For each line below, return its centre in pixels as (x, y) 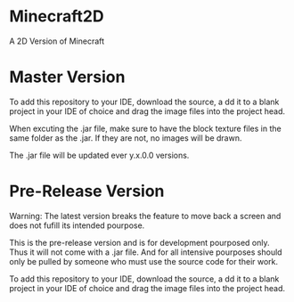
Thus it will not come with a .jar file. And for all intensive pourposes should (146, 252)
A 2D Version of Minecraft (57, 41)
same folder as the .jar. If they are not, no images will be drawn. (126, 138)
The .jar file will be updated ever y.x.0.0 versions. (99, 155)
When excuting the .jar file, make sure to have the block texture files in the (146, 128)
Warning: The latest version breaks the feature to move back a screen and (145, 216)
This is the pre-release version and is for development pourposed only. (139, 242)
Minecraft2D (57, 16)
